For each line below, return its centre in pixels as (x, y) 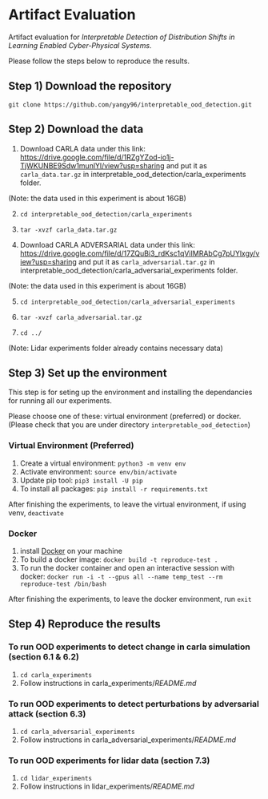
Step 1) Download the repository (90, 86)
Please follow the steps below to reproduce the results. (99, 61)
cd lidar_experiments (56, 779)
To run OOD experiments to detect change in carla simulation (129, 647)
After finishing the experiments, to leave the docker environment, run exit (130, 599)
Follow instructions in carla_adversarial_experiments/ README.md (128, 740)
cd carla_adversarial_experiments (77, 732)
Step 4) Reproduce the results (85, 624)
